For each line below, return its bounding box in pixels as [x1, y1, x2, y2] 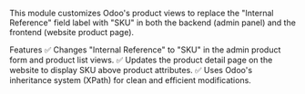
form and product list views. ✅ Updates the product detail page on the [9, 54, 273, 65]
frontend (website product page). [9, 27, 135, 37]
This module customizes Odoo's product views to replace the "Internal [9, 8, 274, 18]
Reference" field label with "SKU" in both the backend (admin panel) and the [9, 17, 296, 28]
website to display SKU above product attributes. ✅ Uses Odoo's [9, 65, 253, 75]
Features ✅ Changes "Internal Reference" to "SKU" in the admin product [9, 44, 281, 55]
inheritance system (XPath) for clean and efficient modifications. [9, 75, 252, 85]
